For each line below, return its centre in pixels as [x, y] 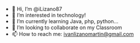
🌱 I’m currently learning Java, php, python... [65, 21]
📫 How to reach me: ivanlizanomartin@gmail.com [73, 34]
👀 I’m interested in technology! [49, 15]
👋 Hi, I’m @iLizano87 [37, 9]
